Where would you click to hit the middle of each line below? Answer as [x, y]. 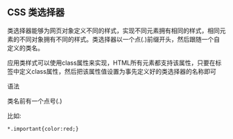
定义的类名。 [25, 48]
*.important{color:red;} [43, 129]
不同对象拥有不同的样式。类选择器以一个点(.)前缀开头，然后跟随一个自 [120, 39]
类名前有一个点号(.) [35, 101]
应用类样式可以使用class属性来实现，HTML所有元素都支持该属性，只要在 [112, 63]
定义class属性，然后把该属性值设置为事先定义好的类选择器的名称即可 [118, 71]
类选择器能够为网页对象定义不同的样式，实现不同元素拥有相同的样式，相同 [113, 31]
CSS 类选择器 [36, 13]
